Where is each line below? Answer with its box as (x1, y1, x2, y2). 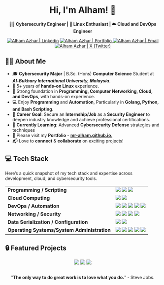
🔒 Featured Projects (5, 244, 66, 252)
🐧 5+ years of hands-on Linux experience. (12, 83, 99, 89)
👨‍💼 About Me (5, 57, 46, 66)
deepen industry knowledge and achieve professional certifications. (12, 116, 150, 122)
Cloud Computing (7, 194, 50, 201)
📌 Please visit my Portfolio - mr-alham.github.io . (12, 132, 112, 138)
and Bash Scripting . (12, 106, 54, 112)
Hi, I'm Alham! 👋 (49, 4, 116, 16)
